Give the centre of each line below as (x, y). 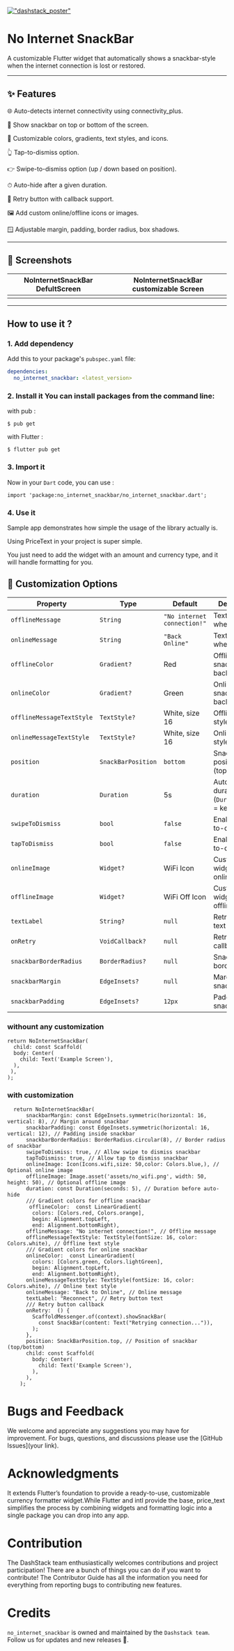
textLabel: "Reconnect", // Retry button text (94, 1299)
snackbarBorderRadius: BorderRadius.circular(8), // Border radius (126, 1140)
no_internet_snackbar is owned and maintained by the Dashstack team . (109, 1633)
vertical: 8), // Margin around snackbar (68, 1122)
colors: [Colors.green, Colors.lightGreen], (98, 1262)
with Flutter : (25, 437)
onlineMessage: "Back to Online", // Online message (104, 1293)
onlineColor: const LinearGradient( (80, 1256)
